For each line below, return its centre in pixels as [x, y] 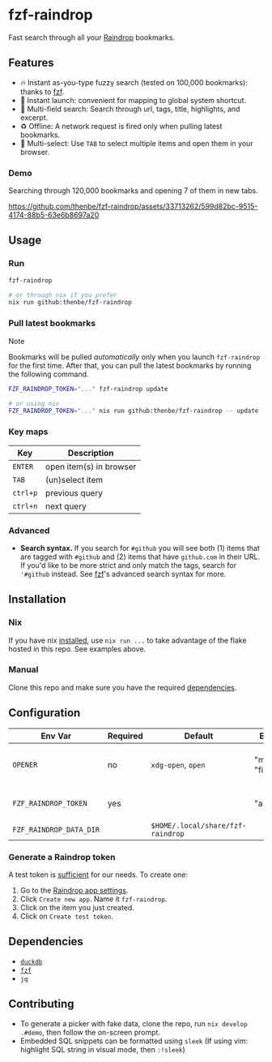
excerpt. [34, 117]
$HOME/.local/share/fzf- [199, 826]
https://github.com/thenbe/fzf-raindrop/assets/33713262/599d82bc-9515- [133, 206]
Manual [23, 669]
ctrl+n [25, 506]
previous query [74, 492]
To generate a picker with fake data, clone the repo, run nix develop [134, 1023]
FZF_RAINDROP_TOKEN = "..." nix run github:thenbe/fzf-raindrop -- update [134, 411]
